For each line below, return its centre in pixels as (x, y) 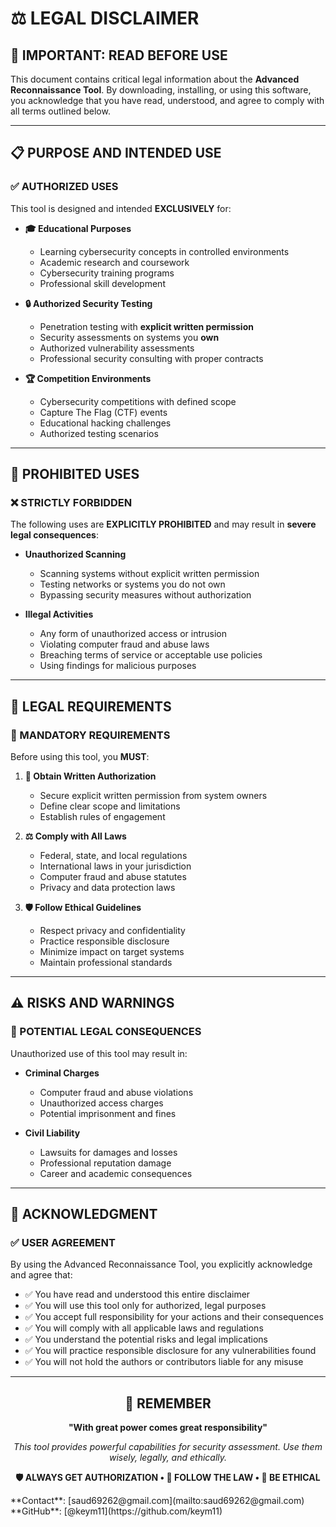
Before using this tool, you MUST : (80, 757)
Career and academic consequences (116, 1173)
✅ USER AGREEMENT (63, 1243)
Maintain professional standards (106, 963)
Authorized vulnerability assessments (117, 348)
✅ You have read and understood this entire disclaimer (137, 1294)
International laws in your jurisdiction (115, 866)
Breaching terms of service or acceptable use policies (151, 655)
